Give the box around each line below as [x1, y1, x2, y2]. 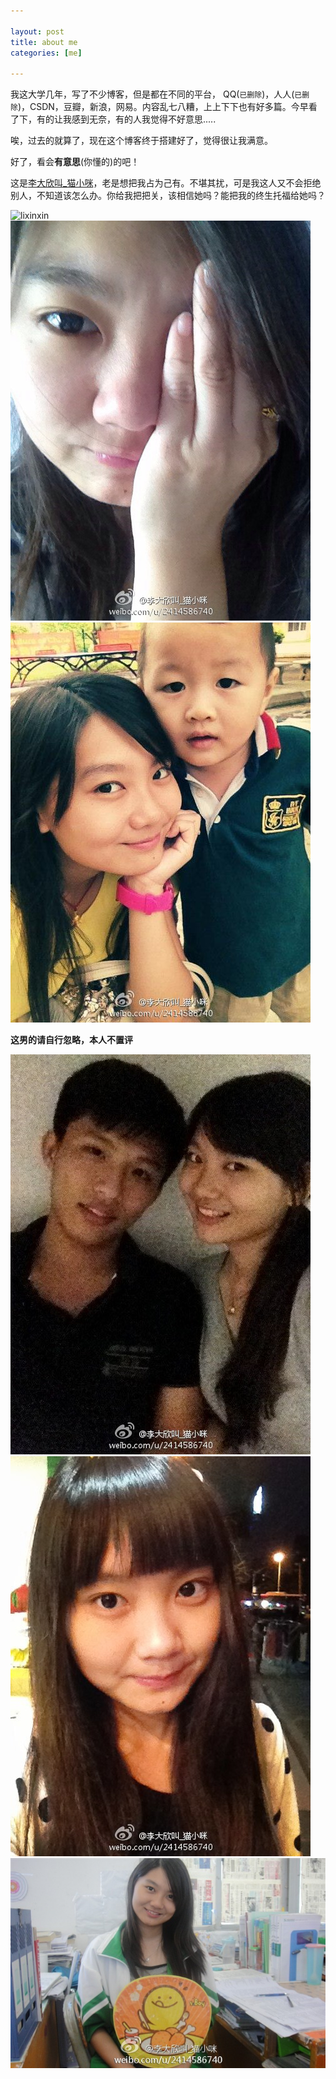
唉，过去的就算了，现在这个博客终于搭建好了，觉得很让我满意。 [10, 135, 273, 147]
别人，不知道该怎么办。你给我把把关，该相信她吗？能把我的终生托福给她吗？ [10, 190, 326, 202]
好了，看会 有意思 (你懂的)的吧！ [10, 156, 140, 168]
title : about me [10, 37, 78, 47]
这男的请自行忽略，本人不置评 [10, 1034, 133, 1046]
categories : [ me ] [10, 48, 83, 58]
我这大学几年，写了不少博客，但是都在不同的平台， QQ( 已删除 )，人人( [10, 88, 295, 100]
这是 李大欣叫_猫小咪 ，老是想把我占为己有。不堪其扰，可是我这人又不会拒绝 [10, 177, 322, 189]
